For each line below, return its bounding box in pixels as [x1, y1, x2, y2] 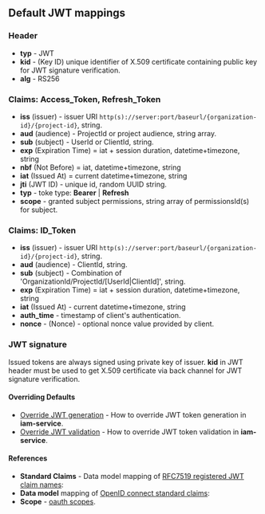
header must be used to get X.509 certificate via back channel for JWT [8, 366, 243, 375]
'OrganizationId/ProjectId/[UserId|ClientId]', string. [19, 277, 186, 286]
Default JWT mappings [8, 6, 126, 20]
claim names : [19, 480, 64, 489]
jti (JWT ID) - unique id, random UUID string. [19, 179, 168, 189]
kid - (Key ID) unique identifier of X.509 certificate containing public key [19, 57, 258, 66]
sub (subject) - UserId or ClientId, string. [19, 137, 154, 147]
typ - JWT [19, 48, 54, 58]
